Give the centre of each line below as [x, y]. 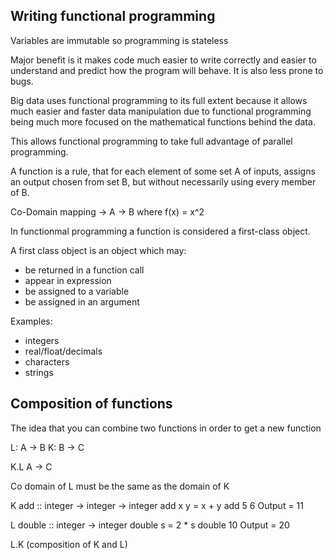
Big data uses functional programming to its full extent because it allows [159, 100]
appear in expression [68, 280]
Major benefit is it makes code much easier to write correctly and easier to [163, 60]
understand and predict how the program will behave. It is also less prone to [167, 70]
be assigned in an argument [82, 301]
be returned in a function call [84, 270]
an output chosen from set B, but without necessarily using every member [163, 181]
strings [39, 372]
